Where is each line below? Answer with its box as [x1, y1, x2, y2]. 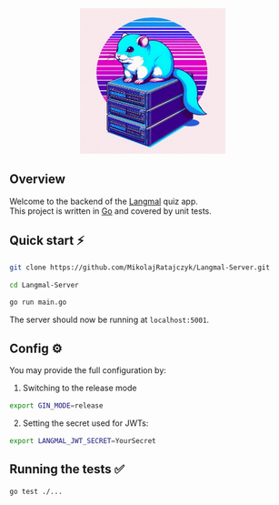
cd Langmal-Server [9, 280, 79, 289]
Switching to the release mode [22, 382, 137, 394]
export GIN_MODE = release [9, 401, 104, 410]
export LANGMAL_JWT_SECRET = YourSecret [9, 436, 156, 445]
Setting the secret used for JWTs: [22, 418, 149, 429]
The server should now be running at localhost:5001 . [9, 314, 210, 326]
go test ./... [9, 487, 64, 496]
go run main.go [9, 298, 67, 308]
